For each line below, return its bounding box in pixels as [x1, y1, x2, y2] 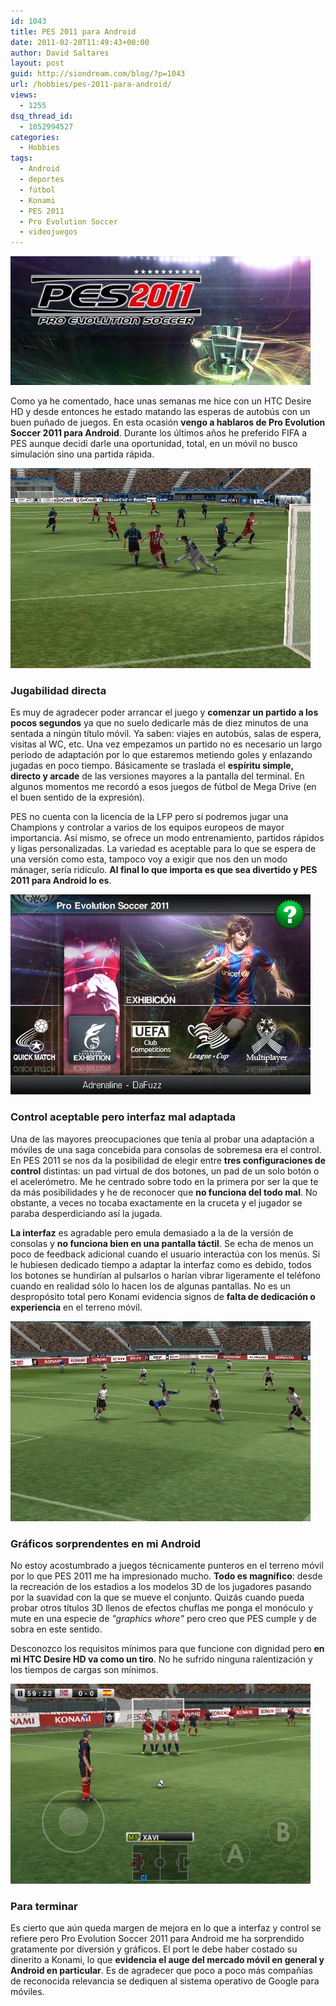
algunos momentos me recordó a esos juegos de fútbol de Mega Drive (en [10, 781, 317, 793]
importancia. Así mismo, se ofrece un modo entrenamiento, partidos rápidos [10, 832, 325, 844]
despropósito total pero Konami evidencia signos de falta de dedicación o [10, 1290, 316, 1302]
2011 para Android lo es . [10, 875, 112, 887]
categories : [10, 132, 60, 142]
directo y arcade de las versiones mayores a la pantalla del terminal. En [10, 770, 305, 782]
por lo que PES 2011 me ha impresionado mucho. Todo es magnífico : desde [10, 1570, 323, 1582]
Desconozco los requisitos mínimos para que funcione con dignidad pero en [10, 1643, 325, 1655]
